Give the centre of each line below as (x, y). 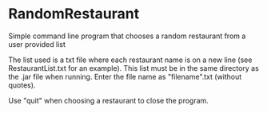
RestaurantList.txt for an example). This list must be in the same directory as (134, 68)
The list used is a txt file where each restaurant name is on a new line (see (130, 60)
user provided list (37, 44)
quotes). (22, 85)
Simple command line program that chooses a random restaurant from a (127, 36)
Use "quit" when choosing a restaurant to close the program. (109, 100)
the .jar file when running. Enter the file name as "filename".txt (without (125, 76)
